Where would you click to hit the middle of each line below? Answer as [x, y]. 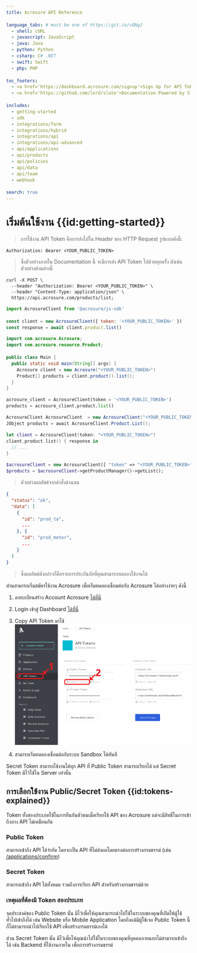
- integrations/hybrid [39, 130]
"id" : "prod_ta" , [43, 519]
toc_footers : [22, 81]
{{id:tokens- [150, 792]
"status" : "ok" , [31, 500]
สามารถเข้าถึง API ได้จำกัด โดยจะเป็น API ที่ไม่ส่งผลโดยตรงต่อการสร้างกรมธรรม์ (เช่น [89, 850]
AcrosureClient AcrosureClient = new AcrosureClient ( [74, 418]
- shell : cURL [28, 31]
